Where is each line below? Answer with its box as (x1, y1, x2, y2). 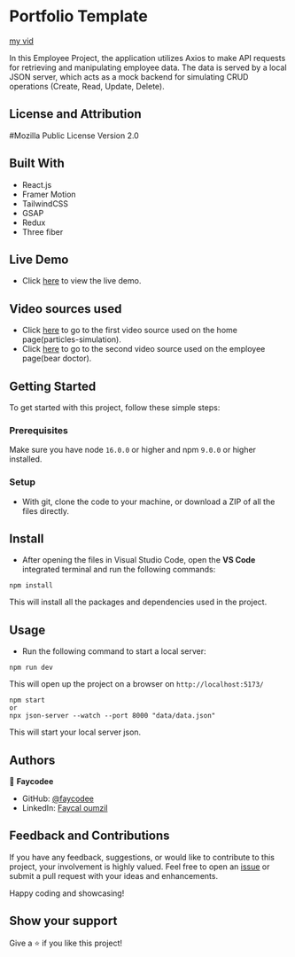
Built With (9, 156, 65, 171)
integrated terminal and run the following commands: (21, 564, 216, 575)
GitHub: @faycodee (21, 793, 95, 804)
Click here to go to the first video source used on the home (21, 325, 237, 336)
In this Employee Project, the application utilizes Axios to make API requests (9, 52, 286, 63)
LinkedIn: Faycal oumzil (21, 803, 108, 813)
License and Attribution (9, 106, 142, 121)
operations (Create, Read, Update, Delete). (9, 81, 166, 91)
